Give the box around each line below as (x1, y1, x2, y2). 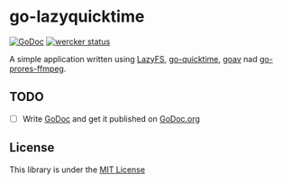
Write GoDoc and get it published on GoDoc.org (22, 113, 201, 124)
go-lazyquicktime (9, 6, 145, 27)
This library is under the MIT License (9, 164, 146, 175)
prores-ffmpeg (9, 63, 65, 74)
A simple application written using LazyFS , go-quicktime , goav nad (9, 53, 259, 64)
